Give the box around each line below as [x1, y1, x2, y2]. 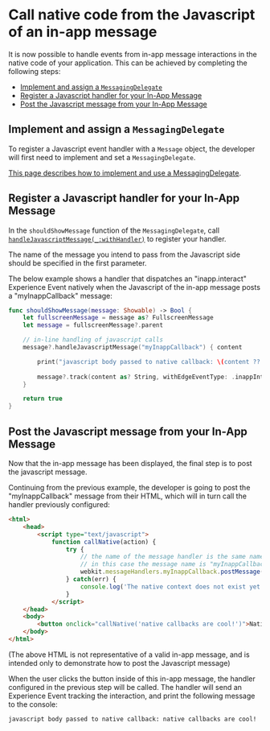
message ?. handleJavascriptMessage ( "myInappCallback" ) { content [22, 344, 243, 352]
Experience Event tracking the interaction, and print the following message [8, 691, 256, 700]
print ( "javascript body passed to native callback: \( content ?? [37, 357, 261, 365]
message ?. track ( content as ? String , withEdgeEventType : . [37, 373, 235, 381]
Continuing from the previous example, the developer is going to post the [8, 483, 251, 492]
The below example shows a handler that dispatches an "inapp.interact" [8, 274, 247, 283]
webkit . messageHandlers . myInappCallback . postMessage [80, 568, 261, 576]
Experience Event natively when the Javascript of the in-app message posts [8, 282, 261, 291]
